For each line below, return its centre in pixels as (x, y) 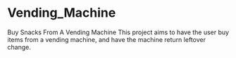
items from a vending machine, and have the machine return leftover (107, 39)
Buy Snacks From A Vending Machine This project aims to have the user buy (118, 32)
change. (19, 47)
